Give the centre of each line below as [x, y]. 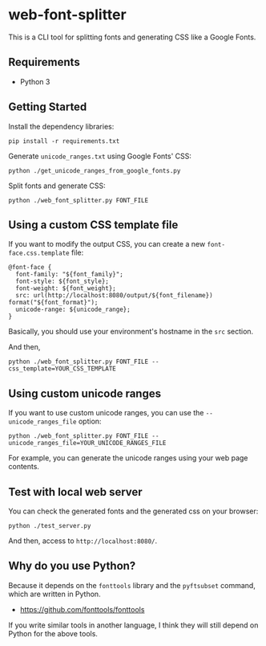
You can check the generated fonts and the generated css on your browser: [133, 511]
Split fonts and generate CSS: [57, 186]
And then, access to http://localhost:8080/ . [83, 541]
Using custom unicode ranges [85, 393]
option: [90, 421]
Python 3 [35, 81]
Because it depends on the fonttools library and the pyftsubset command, [132, 585]
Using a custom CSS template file [93, 225]
